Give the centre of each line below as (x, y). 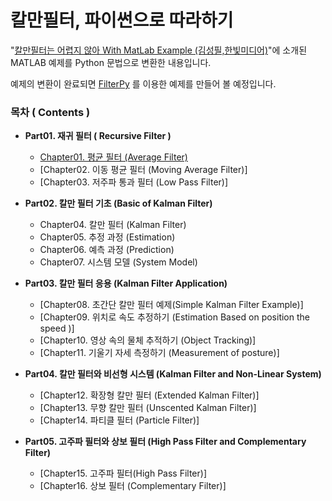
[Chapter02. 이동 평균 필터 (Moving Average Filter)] (143, 170)
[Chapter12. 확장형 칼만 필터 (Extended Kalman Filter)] (149, 395)
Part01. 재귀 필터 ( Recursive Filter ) (98, 136)
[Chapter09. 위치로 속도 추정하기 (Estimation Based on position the (174, 317)
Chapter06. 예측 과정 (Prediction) (107, 250)
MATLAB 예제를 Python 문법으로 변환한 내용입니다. (111, 62)
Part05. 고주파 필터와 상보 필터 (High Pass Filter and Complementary (165, 442)
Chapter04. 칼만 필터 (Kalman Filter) (113, 225)
